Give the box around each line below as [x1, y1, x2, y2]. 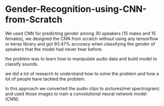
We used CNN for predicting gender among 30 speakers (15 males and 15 [5, 30, 156, 36]
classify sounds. [5, 61, 39, 67]
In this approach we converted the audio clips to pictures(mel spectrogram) [5, 85, 160, 91]
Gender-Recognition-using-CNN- [5, 3, 147, 15]
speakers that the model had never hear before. [5, 46, 103, 52]
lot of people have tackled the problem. [5, 76, 86, 82]
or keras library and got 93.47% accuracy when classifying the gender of [5, 41, 156, 47]
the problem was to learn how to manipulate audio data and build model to [5, 55, 158, 61]
